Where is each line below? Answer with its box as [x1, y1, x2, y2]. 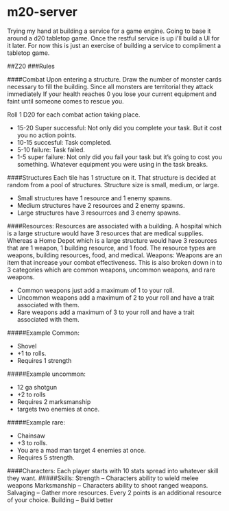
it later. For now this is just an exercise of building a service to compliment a [7, 41, 221, 49]
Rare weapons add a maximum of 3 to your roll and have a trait [16, 308, 195, 316]
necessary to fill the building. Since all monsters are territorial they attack [7, 82, 214, 91]
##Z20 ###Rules [7, 62, 55, 70]
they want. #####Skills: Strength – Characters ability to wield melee [7, 474, 199, 482]
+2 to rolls [16, 390, 46, 399]
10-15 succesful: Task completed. [16, 138, 112, 146]
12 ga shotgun [16, 383, 57, 391]
